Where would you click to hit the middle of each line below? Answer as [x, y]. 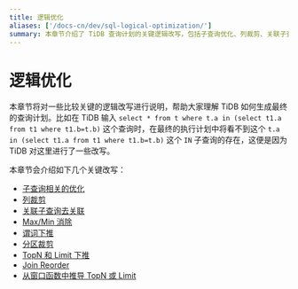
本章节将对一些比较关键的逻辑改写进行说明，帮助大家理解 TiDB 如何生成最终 [149, 106]
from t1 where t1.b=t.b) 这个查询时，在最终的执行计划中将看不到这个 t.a [145, 129]
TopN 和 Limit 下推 [56, 255]
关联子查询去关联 [53, 211]
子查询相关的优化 [53, 189]
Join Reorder [46, 265]
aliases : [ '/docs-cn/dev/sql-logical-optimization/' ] [111, 26]
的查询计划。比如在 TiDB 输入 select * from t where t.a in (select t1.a [145, 118]
